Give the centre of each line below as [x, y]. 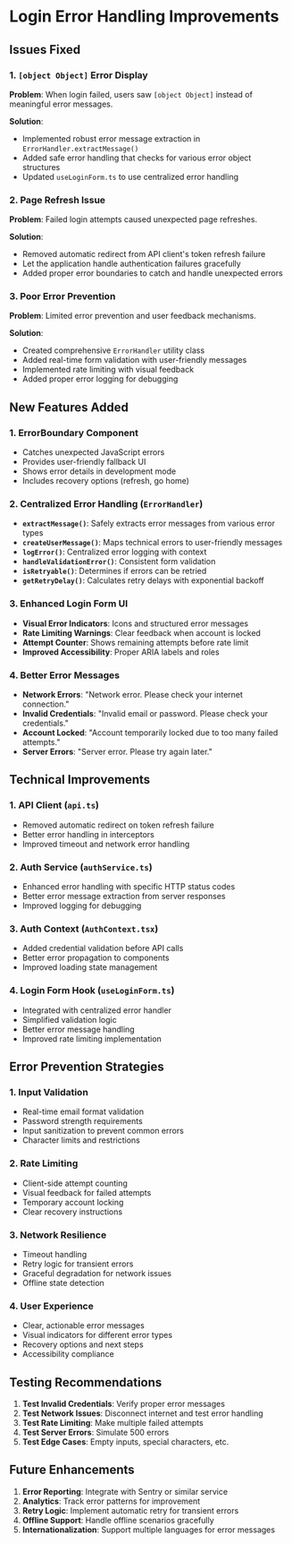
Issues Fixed [45, 50]
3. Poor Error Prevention [63, 296]
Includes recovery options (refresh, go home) [106, 481]
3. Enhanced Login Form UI [69, 604]
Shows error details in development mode [99, 471]
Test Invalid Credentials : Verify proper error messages [124, 1404]
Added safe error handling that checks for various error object [137, 158]
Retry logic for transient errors [78, 1264]
